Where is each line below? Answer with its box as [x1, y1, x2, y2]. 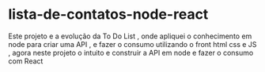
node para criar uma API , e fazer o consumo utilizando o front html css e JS [8, 39, 257, 49]
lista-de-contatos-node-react [8, 5, 209, 23]
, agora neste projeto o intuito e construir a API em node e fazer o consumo [8, 48, 254, 57]
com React [8, 56, 44, 66]
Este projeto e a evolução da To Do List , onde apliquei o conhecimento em [8, 31, 252, 41]
